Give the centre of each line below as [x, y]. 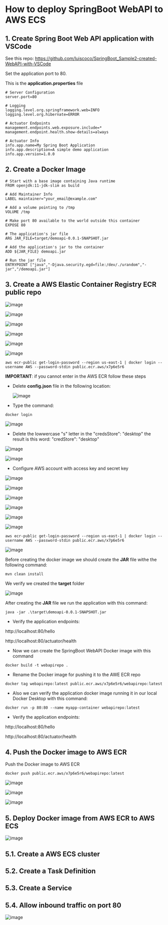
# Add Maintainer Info [29, 194]
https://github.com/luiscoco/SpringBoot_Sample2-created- [96, 58]
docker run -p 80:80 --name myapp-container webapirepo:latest [73, 708]
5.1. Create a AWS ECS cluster [53, 854]
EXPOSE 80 [16, 225]
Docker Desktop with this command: [50, 698]
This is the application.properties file [44, 83]
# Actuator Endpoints [28, 123]
